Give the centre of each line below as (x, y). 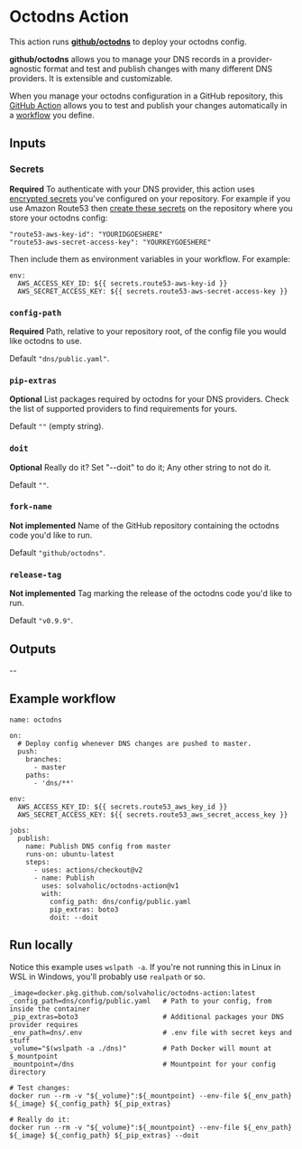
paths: (38, 775)
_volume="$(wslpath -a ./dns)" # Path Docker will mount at (141, 1048)
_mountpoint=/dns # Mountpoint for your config (143, 1064)
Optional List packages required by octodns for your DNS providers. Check (149, 399)
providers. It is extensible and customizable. (91, 78)
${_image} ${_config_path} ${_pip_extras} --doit (105, 1135)
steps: (38, 862)
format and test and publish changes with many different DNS (158, 69)
